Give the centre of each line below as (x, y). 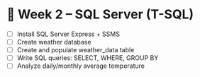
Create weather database (54, 42)
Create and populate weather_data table (76, 50)
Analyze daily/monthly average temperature (81, 66)
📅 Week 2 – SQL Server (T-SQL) (100, 14)
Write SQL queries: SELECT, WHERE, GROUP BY (88, 58)
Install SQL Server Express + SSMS (68, 34)
